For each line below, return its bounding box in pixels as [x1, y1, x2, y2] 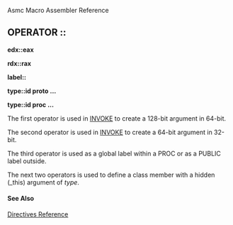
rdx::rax [7, 59, 32, 67]
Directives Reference [7, 210, 69, 219]
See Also [7, 194, 34, 203]
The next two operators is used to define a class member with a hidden [7, 170, 215, 179]
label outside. [7, 156, 47, 165]
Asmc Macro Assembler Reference [7, 6, 109, 14]
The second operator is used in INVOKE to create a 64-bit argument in [7, 128, 212, 136]
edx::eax [7, 45, 34, 54]
